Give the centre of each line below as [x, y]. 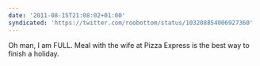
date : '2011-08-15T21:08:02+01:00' [67, 15]
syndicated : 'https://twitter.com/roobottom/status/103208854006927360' [131, 23]
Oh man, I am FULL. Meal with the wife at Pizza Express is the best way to [129, 45]
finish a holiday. [34, 53]
